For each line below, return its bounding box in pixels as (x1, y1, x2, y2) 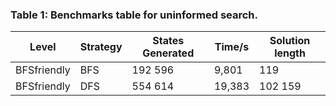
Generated (142, 46, 195, 60)
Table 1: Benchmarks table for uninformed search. (10, 8, 258, 22)
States (152, 34, 185, 48)
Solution (269, 34, 311, 48)
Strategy (79, 40, 123, 54)
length (274, 46, 306, 60)
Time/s (214, 40, 250, 54)
